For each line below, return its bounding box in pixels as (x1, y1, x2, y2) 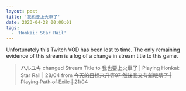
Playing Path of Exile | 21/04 (20, 78, 88, 85)
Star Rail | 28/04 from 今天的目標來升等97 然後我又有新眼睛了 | (20, 72, 172, 79)
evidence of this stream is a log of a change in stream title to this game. (6, 52, 178, 60)
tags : (6, 24, 19, 31)
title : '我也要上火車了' (6, 14, 60, 20)
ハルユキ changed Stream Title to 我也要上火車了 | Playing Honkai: (20, 65, 180, 72)
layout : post (6, 8, 38, 15)
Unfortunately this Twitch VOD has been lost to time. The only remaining (6, 46, 180, 53)
